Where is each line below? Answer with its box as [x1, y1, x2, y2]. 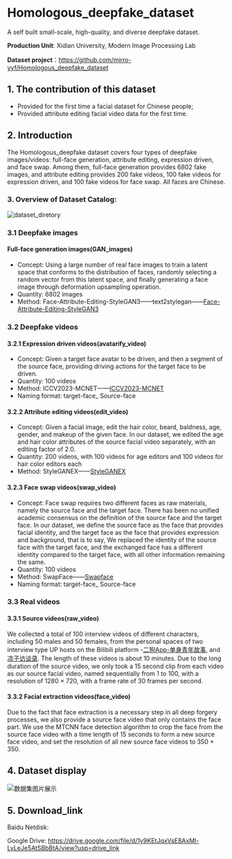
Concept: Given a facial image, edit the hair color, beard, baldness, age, [17, 423, 222, 431]
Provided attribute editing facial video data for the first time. [17, 109, 188, 117]
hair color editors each [17, 460, 82, 468]
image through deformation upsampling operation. [17, 283, 161, 291]
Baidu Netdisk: [7, 823, 49, 831]
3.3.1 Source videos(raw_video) [7, 615, 99, 623]
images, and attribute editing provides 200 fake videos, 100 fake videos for [7, 170, 222, 178]
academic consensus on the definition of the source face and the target [17, 513, 222, 522]
